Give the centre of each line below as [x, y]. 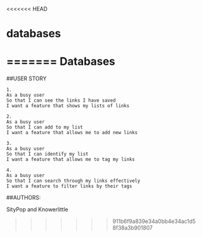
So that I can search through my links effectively [73, 181]
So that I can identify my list [47, 154]
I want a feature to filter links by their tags [69, 186]
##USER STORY [27, 78]
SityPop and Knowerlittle [37, 209]
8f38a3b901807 [133, 228]
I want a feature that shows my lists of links [68, 106]
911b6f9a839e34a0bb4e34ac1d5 [154, 221]
